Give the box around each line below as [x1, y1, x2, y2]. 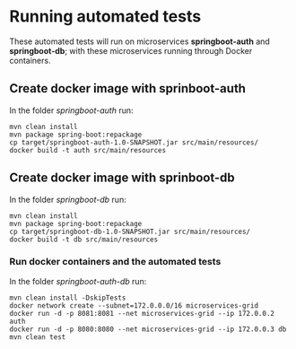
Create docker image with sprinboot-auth [9, 81, 247, 96]
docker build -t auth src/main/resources [9, 145, 167, 154]
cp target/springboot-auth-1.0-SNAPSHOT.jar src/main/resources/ [9, 137, 258, 147]
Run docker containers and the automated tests [9, 256, 222, 268]
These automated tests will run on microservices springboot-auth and [9, 36, 271, 47]
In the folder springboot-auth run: [9, 105, 134, 116]
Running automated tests [9, 6, 202, 27]
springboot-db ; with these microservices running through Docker [9, 45, 253, 56]
